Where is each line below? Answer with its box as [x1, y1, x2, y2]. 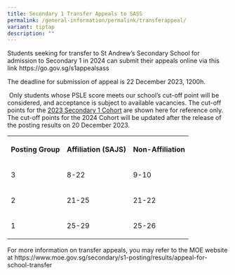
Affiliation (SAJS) [66, 145, 126, 154]
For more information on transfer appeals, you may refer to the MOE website [7, 246, 228, 255]
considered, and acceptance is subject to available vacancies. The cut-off [7, 99, 222, 107]
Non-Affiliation [133, 145, 186, 154]
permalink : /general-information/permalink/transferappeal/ [7, 17, 187, 24]
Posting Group [11, 145, 60, 154]
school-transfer [7, 261, 53, 269]
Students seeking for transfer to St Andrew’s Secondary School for [7, 49, 200, 58]
